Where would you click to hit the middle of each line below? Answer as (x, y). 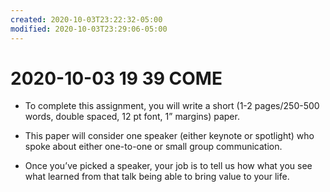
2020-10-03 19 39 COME (116, 78)
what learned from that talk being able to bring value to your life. (157, 177)
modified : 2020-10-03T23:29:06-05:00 (89, 29)
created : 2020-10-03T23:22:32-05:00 (86, 19)
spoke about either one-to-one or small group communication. (153, 147)
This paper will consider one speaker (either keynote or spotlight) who (169, 136)
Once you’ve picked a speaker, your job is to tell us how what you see (168, 166)
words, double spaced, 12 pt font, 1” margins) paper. (132, 117)
